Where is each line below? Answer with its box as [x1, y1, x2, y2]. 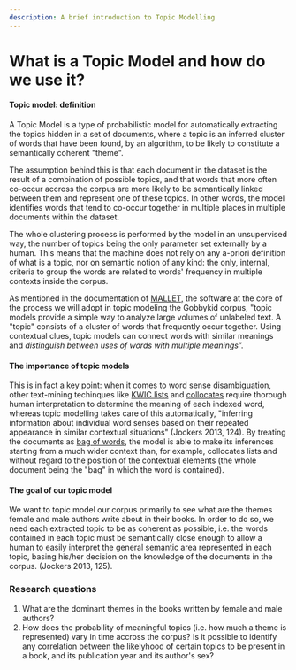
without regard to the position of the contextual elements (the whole [9, 455, 257, 466]
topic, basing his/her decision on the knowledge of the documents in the [9, 551, 273, 562]
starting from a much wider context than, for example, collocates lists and [9, 446, 277, 457]
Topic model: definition [9, 99, 96, 111]
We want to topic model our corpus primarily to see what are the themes [9, 504, 273, 515]
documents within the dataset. [9, 212, 120, 222]
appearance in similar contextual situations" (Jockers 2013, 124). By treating [9, 427, 286, 438]
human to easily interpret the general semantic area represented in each [9, 542, 272, 553]
